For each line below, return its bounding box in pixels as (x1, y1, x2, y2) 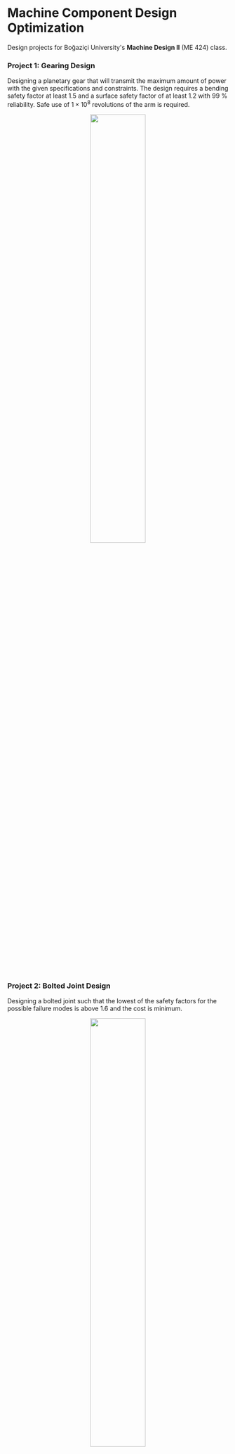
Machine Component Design (7, 5, 177, 21)
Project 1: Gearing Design (7, 60, 95, 70)
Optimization (7, 20, 84, 36)
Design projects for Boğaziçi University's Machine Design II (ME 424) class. (7, 43, 227, 51)
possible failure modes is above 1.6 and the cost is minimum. (7, 1004, 182, 1013)
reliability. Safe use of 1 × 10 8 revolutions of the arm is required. (7, 99, 190, 108)
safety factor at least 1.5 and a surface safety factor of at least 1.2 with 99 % (7, 91, 228, 100)
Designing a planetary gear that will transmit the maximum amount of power (7, 77, 227, 85)
